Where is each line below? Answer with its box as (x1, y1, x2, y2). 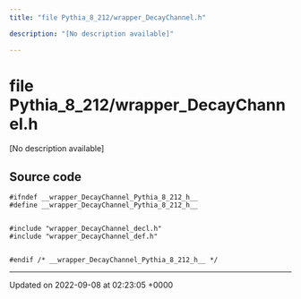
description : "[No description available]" (9, 29, 175, 38)
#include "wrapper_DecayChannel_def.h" (9, 232, 159, 242)
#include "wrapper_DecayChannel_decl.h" (9, 225, 163, 234)
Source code (9, 169, 82, 184)
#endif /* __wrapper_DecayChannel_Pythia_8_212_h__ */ (9, 256, 219, 265)
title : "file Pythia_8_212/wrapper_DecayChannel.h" (9, 13, 206, 22)
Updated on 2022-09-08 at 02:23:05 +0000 (9, 279, 174, 291)
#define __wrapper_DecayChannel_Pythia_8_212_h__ (9, 201, 199, 210)
